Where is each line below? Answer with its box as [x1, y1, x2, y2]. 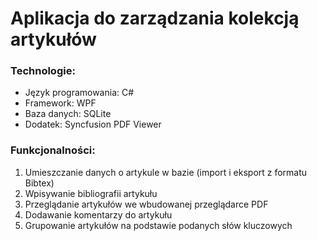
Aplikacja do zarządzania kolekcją [10, 7, 300, 30]
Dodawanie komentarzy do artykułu [24, 208, 173, 221]
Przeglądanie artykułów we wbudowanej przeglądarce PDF [24, 198, 269, 210]
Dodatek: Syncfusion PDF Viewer [24, 118, 162, 131]
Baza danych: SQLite [24, 108, 112, 120]
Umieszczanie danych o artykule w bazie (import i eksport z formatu [24, 166, 308, 178]
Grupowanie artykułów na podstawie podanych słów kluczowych [24, 219, 293, 231]
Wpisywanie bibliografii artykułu [24, 187, 158, 199]
